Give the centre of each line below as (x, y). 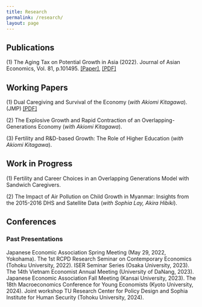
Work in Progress (39, 164)
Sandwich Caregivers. (34, 184)
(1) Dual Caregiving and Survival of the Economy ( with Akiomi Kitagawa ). (97, 102)
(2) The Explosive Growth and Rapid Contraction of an (73, 120)
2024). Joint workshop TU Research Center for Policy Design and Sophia (97, 291)
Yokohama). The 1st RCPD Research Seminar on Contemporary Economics (99, 259)
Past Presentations (35, 239)
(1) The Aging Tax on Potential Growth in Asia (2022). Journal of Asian (93, 62)
